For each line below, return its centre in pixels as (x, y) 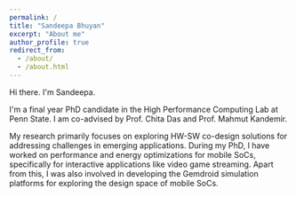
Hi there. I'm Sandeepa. (52, 92)
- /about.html (43, 67)
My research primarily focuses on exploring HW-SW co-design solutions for (148, 136)
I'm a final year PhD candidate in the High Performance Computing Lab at (144, 109)
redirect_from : (37, 51)
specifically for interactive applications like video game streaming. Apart (141, 164)
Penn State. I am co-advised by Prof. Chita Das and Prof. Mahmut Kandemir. (148, 118)
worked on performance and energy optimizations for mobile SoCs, (132, 154)
